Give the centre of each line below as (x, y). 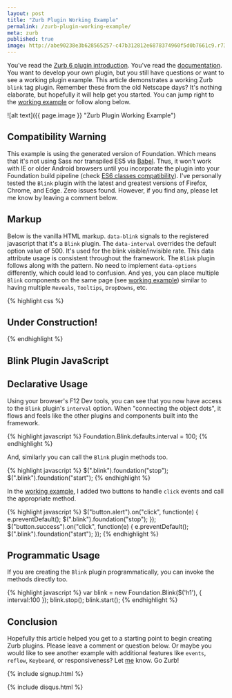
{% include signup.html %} (46, 674)
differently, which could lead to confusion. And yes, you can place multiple (113, 273)
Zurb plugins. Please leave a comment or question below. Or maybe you (109, 646)
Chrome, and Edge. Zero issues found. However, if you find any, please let (113, 190)
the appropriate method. (42, 498)
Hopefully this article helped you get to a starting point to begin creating (110, 639)
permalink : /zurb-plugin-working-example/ (69, 26)
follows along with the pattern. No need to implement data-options (102, 265)
